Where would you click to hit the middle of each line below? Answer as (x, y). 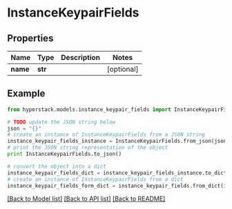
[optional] (123, 69)
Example (26, 93)
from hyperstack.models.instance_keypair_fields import (89, 109)
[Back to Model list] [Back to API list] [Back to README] (86, 199)
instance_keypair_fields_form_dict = (61, 186)
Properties (30, 38)
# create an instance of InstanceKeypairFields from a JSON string (106, 135)
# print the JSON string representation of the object (88, 148)
